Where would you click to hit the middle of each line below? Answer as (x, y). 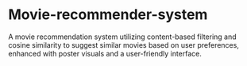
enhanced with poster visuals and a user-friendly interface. (105, 53)
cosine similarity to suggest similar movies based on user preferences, (124, 45)
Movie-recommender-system (108, 15)
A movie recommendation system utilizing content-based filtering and (122, 37)
